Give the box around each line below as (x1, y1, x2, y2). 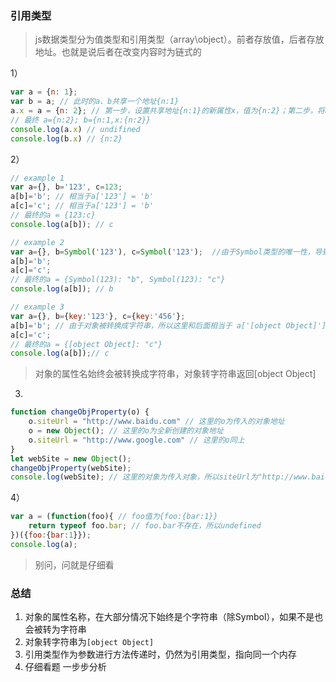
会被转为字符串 (24, 623, 87, 636)
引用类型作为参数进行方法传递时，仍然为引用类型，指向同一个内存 (24, 648, 297, 661)
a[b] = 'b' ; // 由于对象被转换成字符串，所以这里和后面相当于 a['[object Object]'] (10, 320, 327, 331)
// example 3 (10, 302, 65, 312)
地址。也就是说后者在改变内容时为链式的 (34, 46, 202, 58)
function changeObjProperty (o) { (10, 407, 150, 417)
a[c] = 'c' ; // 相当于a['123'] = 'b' (10, 201, 155, 211)
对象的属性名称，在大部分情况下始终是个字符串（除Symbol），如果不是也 (24, 611, 324, 623)
